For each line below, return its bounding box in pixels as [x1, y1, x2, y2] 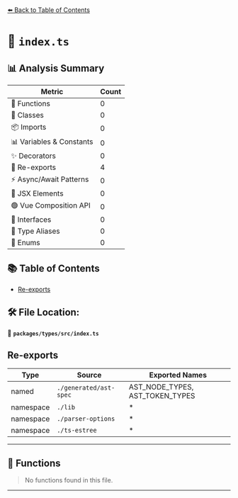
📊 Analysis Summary [7, 62, 105, 74]
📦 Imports [11, 123, 47, 132]
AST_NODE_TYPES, [128, 382, 194, 392]
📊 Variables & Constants [11, 137, 93, 147]
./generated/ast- [56, 384, 115, 392]
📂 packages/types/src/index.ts [7, 329, 99, 337]
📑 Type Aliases [11, 226, 60, 236]
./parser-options [56, 415, 115, 423]
